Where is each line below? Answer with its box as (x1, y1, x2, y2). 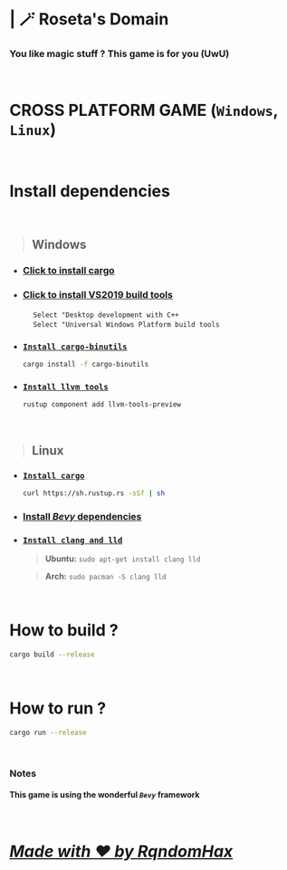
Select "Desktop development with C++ (33, 311, 179, 320)
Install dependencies (9, 180, 170, 201)
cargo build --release (9, 650, 95, 659)
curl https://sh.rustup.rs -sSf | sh (22, 489, 166, 498)
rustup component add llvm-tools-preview (22, 400, 181, 409)
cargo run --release (9, 728, 88, 737)
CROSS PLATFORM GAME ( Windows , (9, 100, 279, 120)
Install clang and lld (22, 535, 123, 545)
